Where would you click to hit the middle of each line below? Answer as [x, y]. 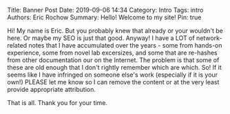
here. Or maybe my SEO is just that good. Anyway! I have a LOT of [101, 38]
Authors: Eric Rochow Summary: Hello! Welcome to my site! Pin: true [104, 17]
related [17, 45]
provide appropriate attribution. [52, 89]
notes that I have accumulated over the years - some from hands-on [125, 45]
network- [209, 38]
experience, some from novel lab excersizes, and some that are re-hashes [113, 53]
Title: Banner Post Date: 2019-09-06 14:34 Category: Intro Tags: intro [105, 10]
